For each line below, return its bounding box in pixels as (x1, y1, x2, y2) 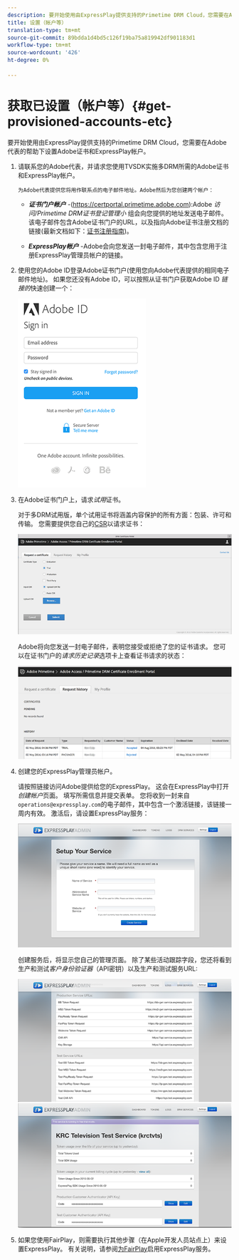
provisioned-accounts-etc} (7, 113, 173, 130)
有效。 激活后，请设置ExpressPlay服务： (30, 809, 149, 817)
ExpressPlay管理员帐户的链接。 (34, 250, 127, 259)
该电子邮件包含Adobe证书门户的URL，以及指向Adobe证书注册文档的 (28, 217, 229, 226)
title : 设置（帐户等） (7, 19, 68, 26)
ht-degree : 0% (7, 57, 50, 64)
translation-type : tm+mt (7, 26, 81, 33)
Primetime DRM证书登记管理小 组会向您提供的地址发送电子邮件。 (36, 209, 228, 217)
